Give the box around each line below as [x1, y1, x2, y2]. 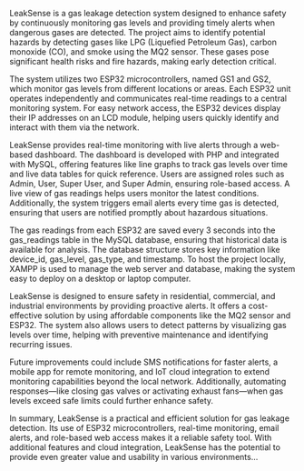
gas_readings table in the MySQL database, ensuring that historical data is [9, 235, 288, 245]
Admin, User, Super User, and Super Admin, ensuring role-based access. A [9, 178, 290, 189]
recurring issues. [9, 339, 73, 349]
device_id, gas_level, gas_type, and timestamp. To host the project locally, [9, 254, 286, 265]
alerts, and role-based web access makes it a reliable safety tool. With [9, 432, 272, 443]
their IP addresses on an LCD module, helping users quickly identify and [9, 113, 279, 123]
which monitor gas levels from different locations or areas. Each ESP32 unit [9, 84, 291, 94]
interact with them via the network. [9, 122, 140, 133]
